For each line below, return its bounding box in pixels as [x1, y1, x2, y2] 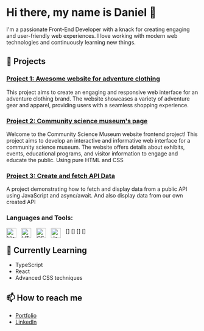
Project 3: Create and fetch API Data [6, 171, 116, 180]
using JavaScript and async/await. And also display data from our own [6, 192, 183, 199]
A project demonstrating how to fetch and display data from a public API [6, 185, 188, 193]
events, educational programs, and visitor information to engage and [6, 149, 178, 157]
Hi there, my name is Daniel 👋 [6, 5, 157, 20]
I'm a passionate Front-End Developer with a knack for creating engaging [6, 26, 190, 33]
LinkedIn [15, 318, 37, 326]
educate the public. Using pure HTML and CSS [6, 156, 124, 163]
